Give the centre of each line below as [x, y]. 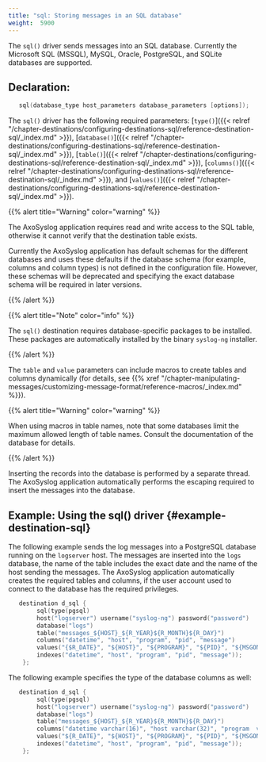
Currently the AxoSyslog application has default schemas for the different [128, 251]
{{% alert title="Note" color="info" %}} [71, 316]
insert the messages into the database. [72, 490]
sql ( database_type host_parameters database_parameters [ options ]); [134, 105]
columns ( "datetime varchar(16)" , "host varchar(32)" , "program [143, 729]
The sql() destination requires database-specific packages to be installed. [130, 331]
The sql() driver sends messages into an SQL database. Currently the [123, 45]
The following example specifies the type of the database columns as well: [130, 677]
